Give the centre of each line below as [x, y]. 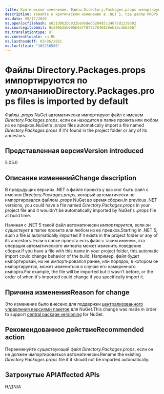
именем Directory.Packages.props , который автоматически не [70, 195]
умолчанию [31, 91]
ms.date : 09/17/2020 [26, 19]
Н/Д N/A [13, 387]
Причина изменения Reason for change [67, 292]
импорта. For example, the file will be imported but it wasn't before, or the [79, 272]
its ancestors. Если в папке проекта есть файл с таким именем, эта [75, 241]
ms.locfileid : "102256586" [32, 46]
